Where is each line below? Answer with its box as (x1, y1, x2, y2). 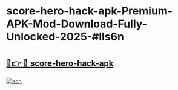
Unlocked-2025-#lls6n (6, 30, 124, 43)
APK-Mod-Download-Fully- (6, 17, 147, 31)
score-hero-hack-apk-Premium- (6, 4, 173, 18)
